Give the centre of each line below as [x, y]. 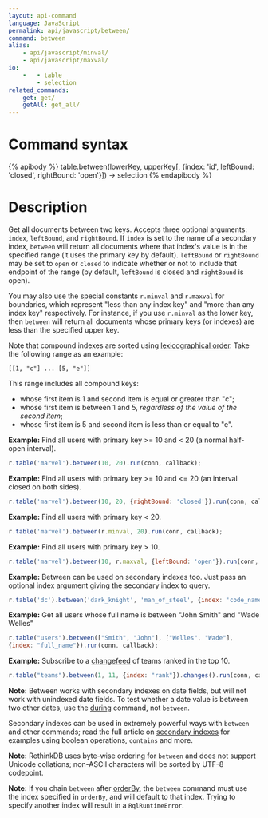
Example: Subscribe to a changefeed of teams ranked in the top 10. [119, 661]
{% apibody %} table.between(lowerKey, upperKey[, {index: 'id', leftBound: [132, 167]
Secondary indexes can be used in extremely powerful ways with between [129, 723]
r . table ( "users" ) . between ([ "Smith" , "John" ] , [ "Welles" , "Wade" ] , [121, 638]
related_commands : [39, 90]
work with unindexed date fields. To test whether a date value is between [128, 699]
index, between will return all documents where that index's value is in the [128, 246]
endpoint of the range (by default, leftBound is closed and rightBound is [126, 272]
